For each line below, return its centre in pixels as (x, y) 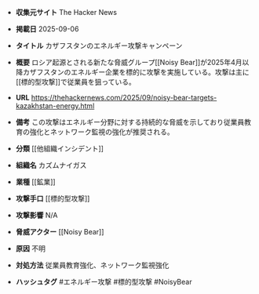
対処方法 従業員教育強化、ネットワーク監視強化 (92, 265)
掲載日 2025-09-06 (47, 29)
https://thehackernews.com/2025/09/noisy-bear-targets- (124, 98)
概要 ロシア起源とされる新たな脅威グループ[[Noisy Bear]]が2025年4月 (129, 62)
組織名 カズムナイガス (51, 165)
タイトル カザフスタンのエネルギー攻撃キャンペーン (99, 45)
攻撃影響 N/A (36, 215)
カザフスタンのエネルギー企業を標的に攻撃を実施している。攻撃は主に (136, 72)
